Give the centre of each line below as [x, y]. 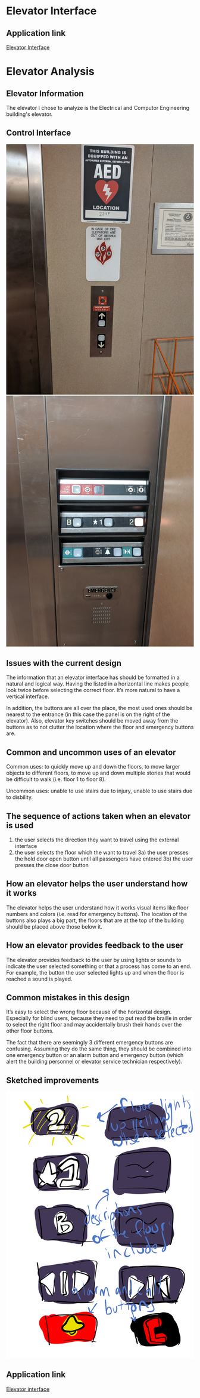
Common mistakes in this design [68, 998]
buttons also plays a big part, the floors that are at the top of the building [95, 920]
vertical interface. [28, 696]
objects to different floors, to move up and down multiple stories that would [99, 773]
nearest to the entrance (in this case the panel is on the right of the [88, 714]
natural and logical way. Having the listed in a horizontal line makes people [98, 684]
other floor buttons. [30, 1031]
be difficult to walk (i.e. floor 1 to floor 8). [56, 779]
